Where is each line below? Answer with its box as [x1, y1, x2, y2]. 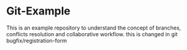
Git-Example [6, 4, 71, 18]
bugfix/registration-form [6, 37, 67, 44]
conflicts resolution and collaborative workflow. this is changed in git [6, 30, 178, 37]
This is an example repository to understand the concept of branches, [6, 24, 181, 31]
